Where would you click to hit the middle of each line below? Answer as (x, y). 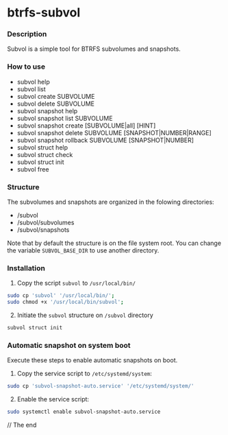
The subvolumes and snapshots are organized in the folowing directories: (111, 202)
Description (27, 34)
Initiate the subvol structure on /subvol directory (85, 315)
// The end (22, 425)
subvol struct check (45, 154)
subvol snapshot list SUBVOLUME (65, 118)
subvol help (33, 82)
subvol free (33, 169)
